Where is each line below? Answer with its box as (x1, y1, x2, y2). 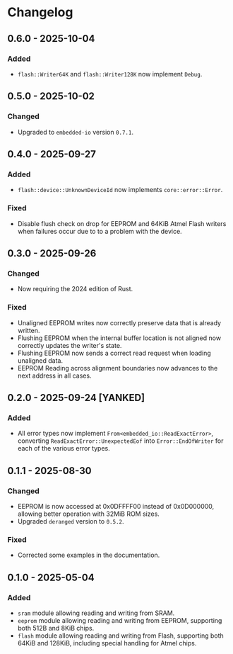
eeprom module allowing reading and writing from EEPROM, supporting (17, 616, 222, 624)
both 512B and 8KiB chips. (17, 624, 95, 632)
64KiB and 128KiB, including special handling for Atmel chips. (17, 638, 197, 647)
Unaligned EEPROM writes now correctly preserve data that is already (17, 318, 221, 327)
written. (17, 326, 40, 334)
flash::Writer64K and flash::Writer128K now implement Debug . (17, 69, 203, 78)
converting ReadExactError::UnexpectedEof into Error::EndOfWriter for (17, 436, 224, 445)
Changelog (7, 4, 73, 21)
